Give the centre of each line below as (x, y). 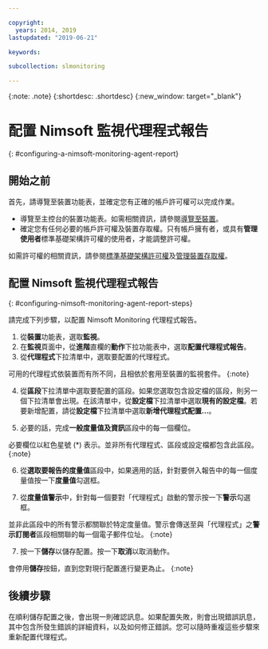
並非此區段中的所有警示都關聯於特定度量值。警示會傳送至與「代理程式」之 (130, 524)
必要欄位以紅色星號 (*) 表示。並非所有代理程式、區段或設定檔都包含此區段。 (134, 444)
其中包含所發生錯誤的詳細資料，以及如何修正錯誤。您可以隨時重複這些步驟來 (134, 627)
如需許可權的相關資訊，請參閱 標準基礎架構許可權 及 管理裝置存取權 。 (120, 255)
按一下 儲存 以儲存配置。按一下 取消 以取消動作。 (97, 551)
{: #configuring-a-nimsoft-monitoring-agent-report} (94, 154)
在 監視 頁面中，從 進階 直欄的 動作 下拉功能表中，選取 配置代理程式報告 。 (135, 347)
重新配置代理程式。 (40, 636)
